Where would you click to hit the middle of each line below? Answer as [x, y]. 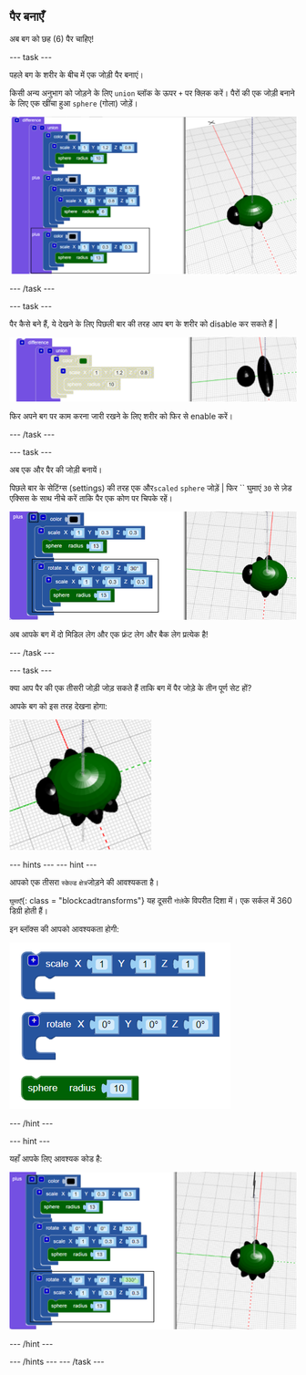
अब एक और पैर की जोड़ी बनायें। [56, 470]
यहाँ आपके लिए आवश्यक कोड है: [56, 1158]
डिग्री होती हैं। [29, 910]
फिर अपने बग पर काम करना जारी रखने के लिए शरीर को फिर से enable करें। [122, 416]
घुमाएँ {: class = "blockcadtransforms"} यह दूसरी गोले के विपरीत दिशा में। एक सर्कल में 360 [151, 900]
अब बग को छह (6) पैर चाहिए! [51, 38]
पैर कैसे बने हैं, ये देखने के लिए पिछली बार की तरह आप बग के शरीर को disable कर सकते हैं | [143, 324]
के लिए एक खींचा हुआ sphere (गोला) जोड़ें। [74, 103]
